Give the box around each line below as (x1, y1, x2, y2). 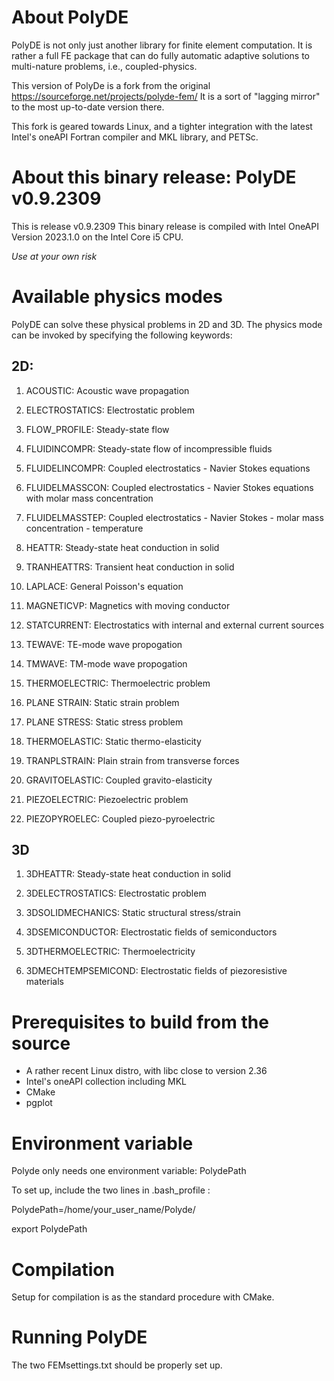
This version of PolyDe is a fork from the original (11, 79, 211, 91)
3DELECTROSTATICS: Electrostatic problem (25, 887, 207, 900)
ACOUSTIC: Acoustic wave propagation (25, 384, 190, 396)
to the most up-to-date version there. (11, 101, 165, 113)
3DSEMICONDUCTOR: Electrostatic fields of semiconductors (25, 926, 278, 938)
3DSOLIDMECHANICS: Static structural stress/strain (25, 907, 241, 919)
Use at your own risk (11, 250, 98, 262)
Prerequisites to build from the (11, 1011, 269, 1033)
